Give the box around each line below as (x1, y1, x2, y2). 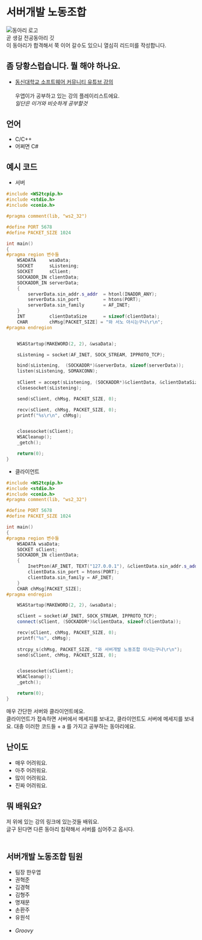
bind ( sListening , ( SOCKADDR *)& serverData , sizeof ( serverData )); (17, 362, 185, 368)
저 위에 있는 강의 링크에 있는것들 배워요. (6, 818, 99, 825)
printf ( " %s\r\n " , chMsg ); (17, 412, 82, 418)
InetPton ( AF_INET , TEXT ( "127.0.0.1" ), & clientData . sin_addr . (28, 563, 185, 570)
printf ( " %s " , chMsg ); (17, 635, 71, 641)
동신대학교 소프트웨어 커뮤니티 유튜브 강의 (14, 78, 114, 85)
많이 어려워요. (14, 774, 48, 781)
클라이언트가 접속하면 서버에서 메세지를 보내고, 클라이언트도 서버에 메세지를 (6, 715, 183, 722)
